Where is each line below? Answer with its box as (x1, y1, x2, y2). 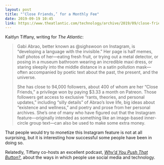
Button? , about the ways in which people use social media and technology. (5, 154, 155, 161)
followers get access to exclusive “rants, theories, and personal (17, 94, 145, 100)
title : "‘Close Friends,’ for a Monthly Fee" (5, 12, 99, 17)
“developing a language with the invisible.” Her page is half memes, (17, 49, 153, 55)
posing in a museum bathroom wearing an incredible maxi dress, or (17, 59, 153, 65)
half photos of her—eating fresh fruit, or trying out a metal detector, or (17, 54, 159, 60)
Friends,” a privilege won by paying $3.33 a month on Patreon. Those (17, 89, 157, 95)
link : (5, 20, 16, 26)
